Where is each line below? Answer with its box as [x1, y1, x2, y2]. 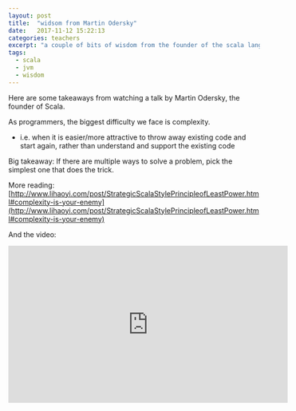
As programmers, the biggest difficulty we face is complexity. [8, 117, 211, 126]
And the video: [8, 229, 57, 239]
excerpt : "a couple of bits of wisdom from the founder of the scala [8, 41, 245, 49]
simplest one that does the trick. [8, 164, 114, 174]
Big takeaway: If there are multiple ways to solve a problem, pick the [8, 156, 233, 166]
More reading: [8, 180, 55, 190]
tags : [8, 49, 26, 57]
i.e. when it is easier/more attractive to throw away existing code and [19, 132, 247, 142]
